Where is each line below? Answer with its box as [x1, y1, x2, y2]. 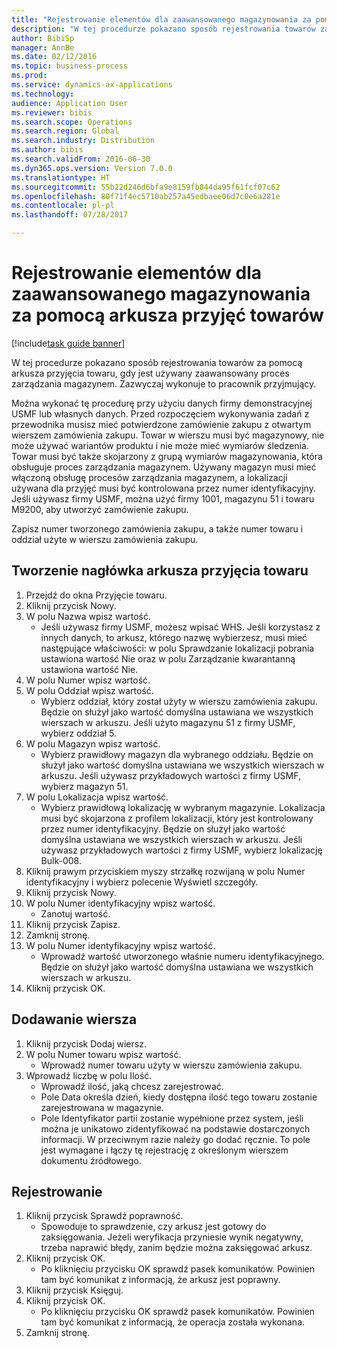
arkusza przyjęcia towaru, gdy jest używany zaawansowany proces [11, 367, 290, 379]
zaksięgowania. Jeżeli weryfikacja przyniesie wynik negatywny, [40, 1231, 304, 1243]
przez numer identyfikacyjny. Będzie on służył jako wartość [40, 822, 286, 835]
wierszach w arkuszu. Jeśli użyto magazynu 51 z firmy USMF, [40, 716, 296, 728]
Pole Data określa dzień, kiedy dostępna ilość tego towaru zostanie [40, 1091, 318, 1103]
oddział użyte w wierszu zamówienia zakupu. [11, 533, 199, 545]
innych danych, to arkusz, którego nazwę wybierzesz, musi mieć [40, 631, 308, 643]
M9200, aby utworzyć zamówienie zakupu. [11, 503, 189, 515]
